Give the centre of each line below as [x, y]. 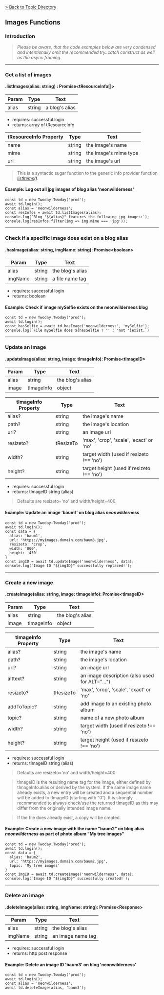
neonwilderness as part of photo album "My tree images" [65, 834]
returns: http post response [40, 953]
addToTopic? [22, 706]
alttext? [16, 678]
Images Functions [33, 22]
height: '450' [24, 553]
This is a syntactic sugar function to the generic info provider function [87, 173]
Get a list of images [28, 74]
